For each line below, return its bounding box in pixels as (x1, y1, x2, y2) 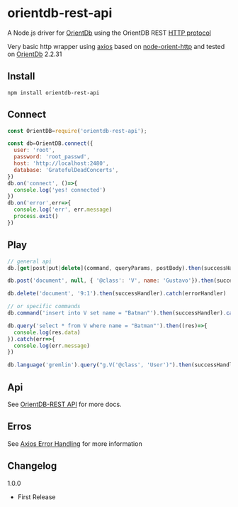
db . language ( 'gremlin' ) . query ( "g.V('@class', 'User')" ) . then (7, 361, 192, 369)
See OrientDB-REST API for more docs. (7, 400, 122, 408)
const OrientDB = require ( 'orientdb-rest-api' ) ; (7, 127, 147, 134)
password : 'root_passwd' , (13, 153, 91, 160)
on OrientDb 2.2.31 (7, 50, 62, 58)
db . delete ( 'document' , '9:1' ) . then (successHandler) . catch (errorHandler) (7, 290, 227, 298)
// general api (7, 258, 52, 265)
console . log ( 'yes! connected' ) (13, 186, 106, 193)
